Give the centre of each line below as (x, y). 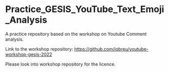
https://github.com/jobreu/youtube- (111, 49)
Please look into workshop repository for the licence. (60, 64)
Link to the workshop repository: (39, 49)
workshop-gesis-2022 (29, 54)
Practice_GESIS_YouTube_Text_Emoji (85, 9)
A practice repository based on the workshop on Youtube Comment (76, 34)
